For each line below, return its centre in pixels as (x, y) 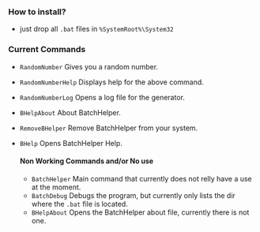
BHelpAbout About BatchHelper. (70, 112)
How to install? (37, 12)
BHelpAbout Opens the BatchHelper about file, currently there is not (140, 212)
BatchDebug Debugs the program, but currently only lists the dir (133, 195)
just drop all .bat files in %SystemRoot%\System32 (96, 29)
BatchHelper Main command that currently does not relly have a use (142, 178)
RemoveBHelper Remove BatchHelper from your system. (109, 128)
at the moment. (56, 187)
